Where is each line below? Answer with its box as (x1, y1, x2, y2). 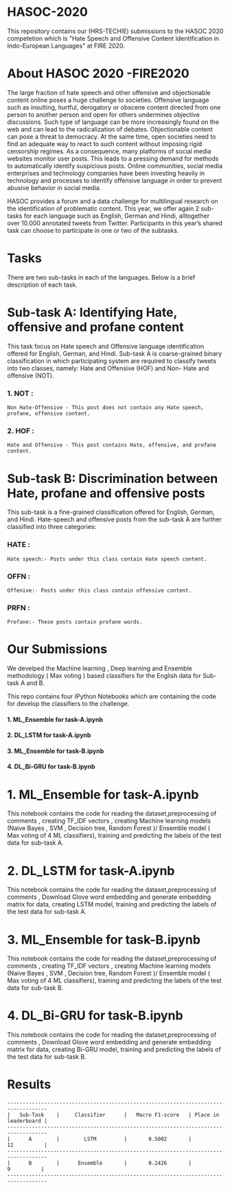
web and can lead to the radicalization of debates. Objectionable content (7, 125, 213, 133)
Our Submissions (7, 641, 108, 657)
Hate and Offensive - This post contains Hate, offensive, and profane (7, 442, 216, 448)
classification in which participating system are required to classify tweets (7, 356, 217, 365)
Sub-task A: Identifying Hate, (7, 304, 177, 320)
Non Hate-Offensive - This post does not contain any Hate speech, (7, 404, 205, 411)
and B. (26, 679, 45, 687)
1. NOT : (7, 389, 34, 398)
